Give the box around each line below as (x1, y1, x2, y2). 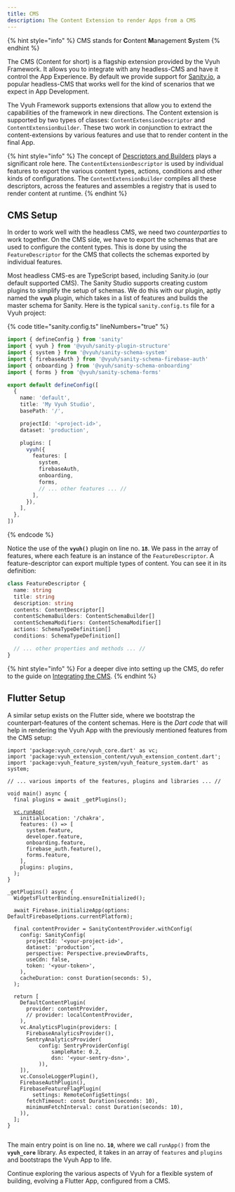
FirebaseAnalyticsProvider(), (25, 1030, 114, 1037)
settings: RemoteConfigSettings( (32, 1091, 130, 1099)
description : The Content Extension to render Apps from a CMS (7, 17, 196, 24)
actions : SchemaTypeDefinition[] (13, 626, 112, 633)
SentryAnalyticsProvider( (25, 1036, 102, 1043)
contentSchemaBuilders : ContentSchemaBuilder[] (13, 613, 156, 620)
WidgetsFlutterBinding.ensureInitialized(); (13, 894, 146, 902)
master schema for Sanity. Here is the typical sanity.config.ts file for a (7, 302, 215, 310)
